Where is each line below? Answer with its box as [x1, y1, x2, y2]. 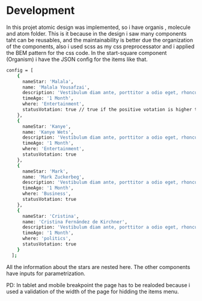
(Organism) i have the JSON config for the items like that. [6, 55, 148, 63]
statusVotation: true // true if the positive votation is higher [22, 107, 192, 113]
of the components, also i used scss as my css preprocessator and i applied [6, 43, 195, 50]
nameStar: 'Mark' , [22, 168, 69, 174]
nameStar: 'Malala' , [22, 78, 74, 84]
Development [6, 4, 75, 17]
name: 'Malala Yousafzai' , [22, 84, 90, 90]
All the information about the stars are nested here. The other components [6, 263, 191, 270]
